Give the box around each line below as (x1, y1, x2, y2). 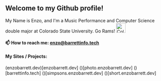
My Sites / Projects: (5, 53, 48, 59)
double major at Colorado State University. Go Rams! (5, 28, 115, 34)
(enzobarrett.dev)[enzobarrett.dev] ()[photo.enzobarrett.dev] (5, 64, 133, 70)
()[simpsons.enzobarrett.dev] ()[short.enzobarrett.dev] (42, 70, 156, 76)
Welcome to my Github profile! (5, 4, 104, 13)
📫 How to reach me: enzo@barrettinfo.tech (5, 40, 100, 46)
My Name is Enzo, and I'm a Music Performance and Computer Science (5, 17, 155, 23)
